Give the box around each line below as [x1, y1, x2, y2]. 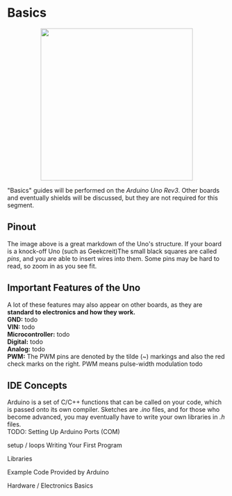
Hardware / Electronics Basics [7, 481, 94, 490]
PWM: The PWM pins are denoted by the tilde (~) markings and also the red [7, 352, 225, 360]
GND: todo [7, 315, 38, 323]
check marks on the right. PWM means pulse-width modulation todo [7, 360, 203, 368]
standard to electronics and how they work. [7, 307, 135, 316]
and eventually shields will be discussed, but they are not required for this [7, 193, 219, 202]
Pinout [7, 221, 37, 233]
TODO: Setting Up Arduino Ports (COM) [7, 428, 120, 436]
